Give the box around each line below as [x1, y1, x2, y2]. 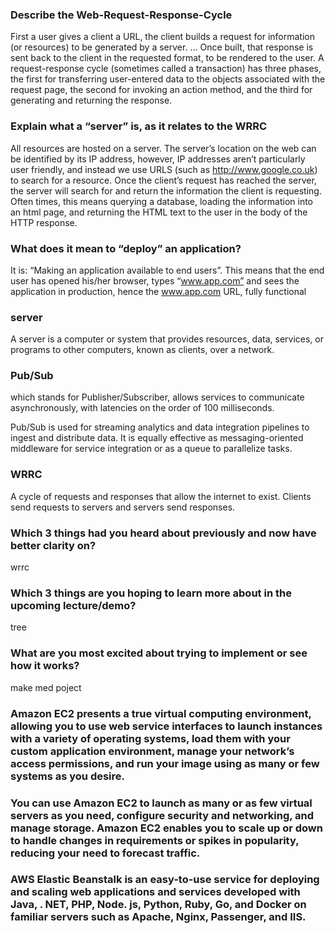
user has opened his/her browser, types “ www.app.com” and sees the [10, 274, 300, 287]
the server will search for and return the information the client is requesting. [10, 184, 322, 197]
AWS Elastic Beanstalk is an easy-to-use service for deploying [10, 873, 320, 887]
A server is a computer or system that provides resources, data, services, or [10, 333, 325, 345]
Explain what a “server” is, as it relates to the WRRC [10, 119, 268, 133]
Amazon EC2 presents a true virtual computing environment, [10, 706, 312, 720]
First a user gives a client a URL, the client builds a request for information [10, 31, 315, 43]
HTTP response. [10, 216, 78, 228]
